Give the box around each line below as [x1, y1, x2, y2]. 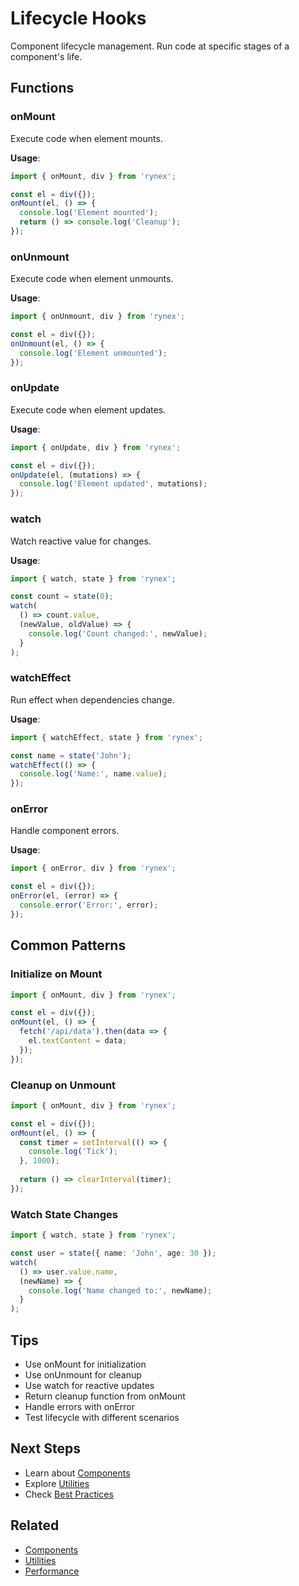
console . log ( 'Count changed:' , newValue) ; [28, 628, 208, 639]
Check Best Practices [24, 1488, 114, 1500]
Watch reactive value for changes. [10, 535, 152, 547]
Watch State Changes [10, 1207, 118, 1221]
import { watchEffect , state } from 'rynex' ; [10, 732, 203, 742]
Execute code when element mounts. [10, 132, 163, 144]
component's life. [10, 50, 83, 62]
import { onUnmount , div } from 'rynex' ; [10, 312, 186, 322]
